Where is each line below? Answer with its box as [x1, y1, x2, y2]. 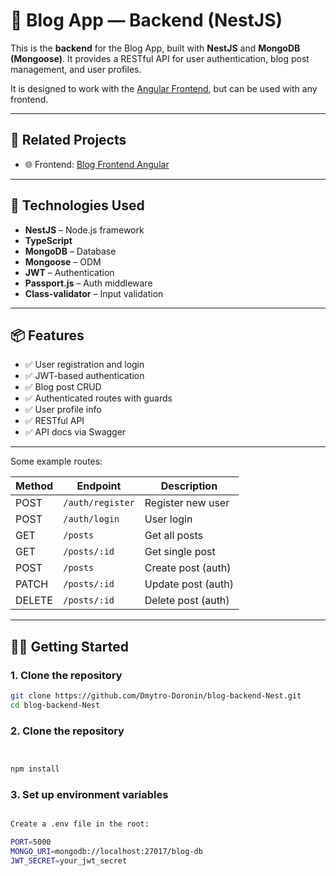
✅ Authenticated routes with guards [24, 392, 173, 404]
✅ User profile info [24, 404, 102, 416]
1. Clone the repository [10, 668, 123, 682]
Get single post [144, 545, 216, 559]
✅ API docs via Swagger [24, 426, 127, 438]
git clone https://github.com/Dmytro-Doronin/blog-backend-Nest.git [10, 691, 302, 701]
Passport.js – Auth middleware [24, 277, 153, 289]
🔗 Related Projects [10, 132, 127, 149]
